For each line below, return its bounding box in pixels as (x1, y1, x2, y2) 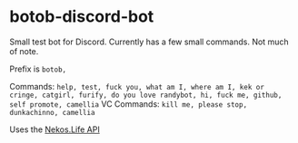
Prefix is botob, (9, 63, 66, 74)
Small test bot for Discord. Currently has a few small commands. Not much (9, 36, 289, 47)
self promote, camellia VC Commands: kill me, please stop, (9, 98, 248, 110)
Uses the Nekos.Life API (9, 124, 100, 135)
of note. (9, 45, 39, 56)
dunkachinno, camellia (9, 108, 95, 117)
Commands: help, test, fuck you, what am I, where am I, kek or (9, 81, 265, 91)
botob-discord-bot (9, 6, 154, 27)
